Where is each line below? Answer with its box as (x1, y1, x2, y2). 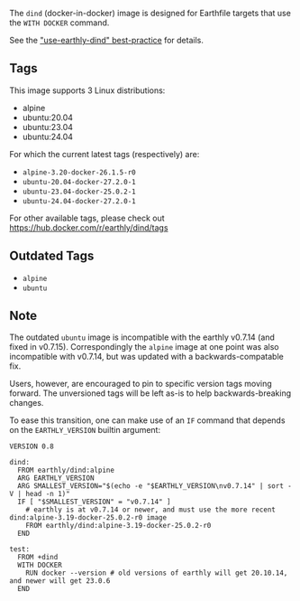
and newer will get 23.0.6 (9, 577, 111, 586)
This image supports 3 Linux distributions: (9, 85, 166, 96)
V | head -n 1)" (9, 490, 70, 499)
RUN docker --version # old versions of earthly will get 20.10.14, (25, 568, 288, 578)
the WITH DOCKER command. (9, 17, 110, 28)
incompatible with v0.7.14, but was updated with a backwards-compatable (9, 352, 284, 362)
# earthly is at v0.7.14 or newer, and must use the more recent (25, 505, 277, 514)
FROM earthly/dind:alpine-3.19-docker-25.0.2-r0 (25, 521, 212, 531)
